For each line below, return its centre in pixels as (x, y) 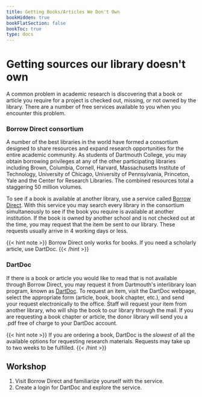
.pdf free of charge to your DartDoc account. (62, 323)
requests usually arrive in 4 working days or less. (67, 231)
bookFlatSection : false (36, 23)
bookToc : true (24, 29)
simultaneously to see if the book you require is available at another (90, 212)
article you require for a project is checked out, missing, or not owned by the (101, 100)
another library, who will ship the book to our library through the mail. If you (100, 310)
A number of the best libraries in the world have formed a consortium (92, 142)
